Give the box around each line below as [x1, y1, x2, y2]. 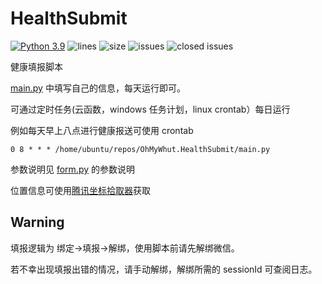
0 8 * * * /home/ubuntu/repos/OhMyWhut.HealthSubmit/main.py [10, 144, 271, 154]
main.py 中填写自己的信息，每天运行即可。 [10, 82, 186, 94]
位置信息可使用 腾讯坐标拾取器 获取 [10, 184, 151, 196]
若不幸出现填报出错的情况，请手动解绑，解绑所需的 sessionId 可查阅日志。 [10, 263, 318, 275]
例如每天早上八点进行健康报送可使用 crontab [10, 124, 194, 136]
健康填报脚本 [10, 60, 63, 72]
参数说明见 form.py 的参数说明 [10, 163, 135, 175]
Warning [10, 214, 65, 231]
